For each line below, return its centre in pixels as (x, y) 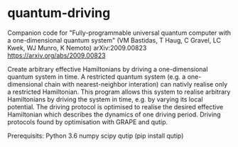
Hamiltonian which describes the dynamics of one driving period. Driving (114, 114)
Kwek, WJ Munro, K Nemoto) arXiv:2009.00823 (77, 48)
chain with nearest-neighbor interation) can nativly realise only (136, 84)
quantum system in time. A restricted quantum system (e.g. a (97, 77)
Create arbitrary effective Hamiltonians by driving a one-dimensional (108, 69)
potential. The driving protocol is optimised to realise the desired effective (115, 107)
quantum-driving (59, 13)
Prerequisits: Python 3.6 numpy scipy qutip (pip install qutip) (96, 136)
